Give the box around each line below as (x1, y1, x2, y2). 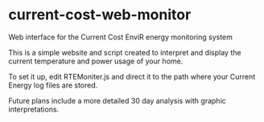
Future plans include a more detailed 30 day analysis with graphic (8, 96, 227, 105)
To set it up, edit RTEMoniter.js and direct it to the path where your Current (8, 71, 256, 81)
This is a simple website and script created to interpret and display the (8, 47, 241, 57)
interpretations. (8, 104, 60, 114)
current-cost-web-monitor (8, 6, 192, 24)
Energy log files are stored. (8, 80, 98, 90)
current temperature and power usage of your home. (8, 56, 184, 66)
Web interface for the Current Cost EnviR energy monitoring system (8, 32, 233, 42)
